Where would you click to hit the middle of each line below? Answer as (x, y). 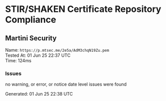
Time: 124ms (18, 60)
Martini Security (31, 38)
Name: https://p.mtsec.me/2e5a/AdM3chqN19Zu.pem (57, 50)
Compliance (31, 20)
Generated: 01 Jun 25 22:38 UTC (39, 94)
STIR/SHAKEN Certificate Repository (83, 9)
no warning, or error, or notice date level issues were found (66, 84)
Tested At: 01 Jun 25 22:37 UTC (38, 55)
